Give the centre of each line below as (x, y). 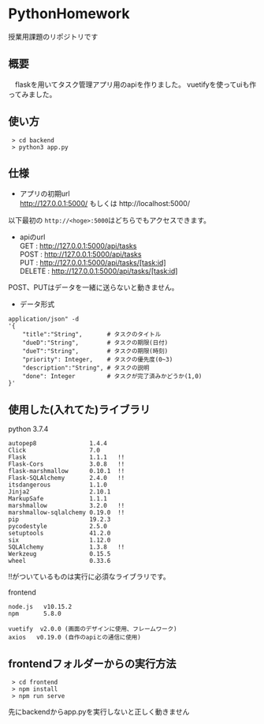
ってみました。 (32, 94)
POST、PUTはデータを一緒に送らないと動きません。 (93, 287)
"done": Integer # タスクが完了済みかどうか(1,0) (112, 377)
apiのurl (32, 237)
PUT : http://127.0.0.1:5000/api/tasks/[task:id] (93, 263)
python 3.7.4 (28, 429)
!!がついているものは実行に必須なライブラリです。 (89, 576)
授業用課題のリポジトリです (53, 36)
